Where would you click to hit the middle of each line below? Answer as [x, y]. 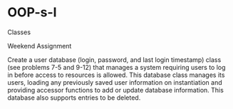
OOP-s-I [32, 12]
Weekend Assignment [40, 46]
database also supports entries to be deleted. [74, 98]
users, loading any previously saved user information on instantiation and [115, 82]
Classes [19, 32]
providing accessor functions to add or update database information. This [116, 90]
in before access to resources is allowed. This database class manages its [116, 75]
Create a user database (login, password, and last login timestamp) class [114, 59]
